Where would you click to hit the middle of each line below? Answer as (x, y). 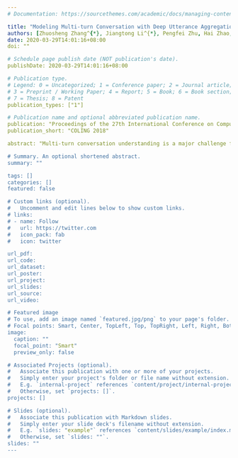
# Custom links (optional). (49, 202)
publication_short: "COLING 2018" (58, 131)
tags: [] (20, 176)
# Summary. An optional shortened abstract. (74, 156)
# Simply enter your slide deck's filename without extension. (106, 424)
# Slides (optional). (39, 411)
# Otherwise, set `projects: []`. (61, 391)
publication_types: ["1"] (45, 105)
